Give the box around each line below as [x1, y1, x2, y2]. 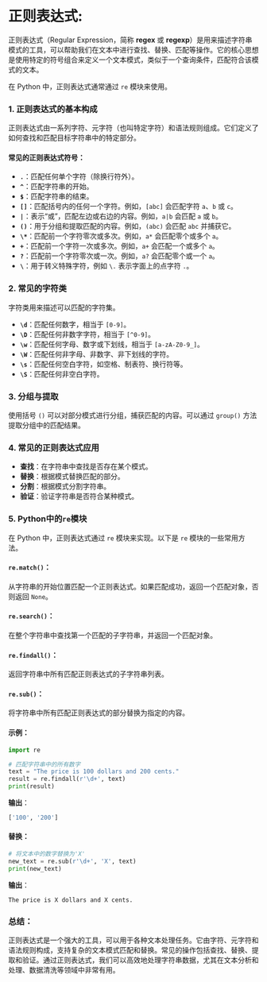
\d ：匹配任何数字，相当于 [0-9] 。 [19, 319, 131, 329]
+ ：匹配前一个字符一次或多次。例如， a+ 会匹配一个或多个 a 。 [19, 242, 220, 251]
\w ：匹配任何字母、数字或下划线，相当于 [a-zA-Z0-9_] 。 [19, 339, 204, 349]
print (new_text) [8, 864, 62, 872]
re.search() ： [8, 611, 55, 621]
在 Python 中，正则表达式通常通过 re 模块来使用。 [8, 81, 172, 91]
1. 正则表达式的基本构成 [8, 103, 98, 114]
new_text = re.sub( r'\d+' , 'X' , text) [8, 857, 137, 865]
